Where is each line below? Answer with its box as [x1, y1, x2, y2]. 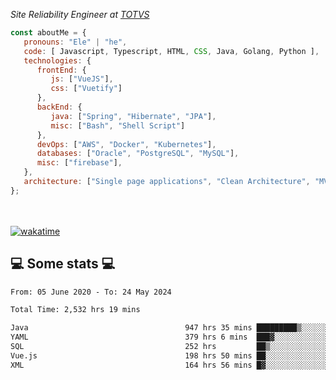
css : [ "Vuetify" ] [50, 84, 123, 94]
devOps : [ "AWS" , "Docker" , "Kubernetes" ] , [36, 139, 217, 149]
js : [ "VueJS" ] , [50, 74, 114, 84]
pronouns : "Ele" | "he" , [23, 37, 128, 47]
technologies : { [23, 55, 92, 66]
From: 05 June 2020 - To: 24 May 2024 [10, 287, 172, 297]
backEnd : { [36, 102, 83, 112]
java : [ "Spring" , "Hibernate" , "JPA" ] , [50, 111, 217, 121]
